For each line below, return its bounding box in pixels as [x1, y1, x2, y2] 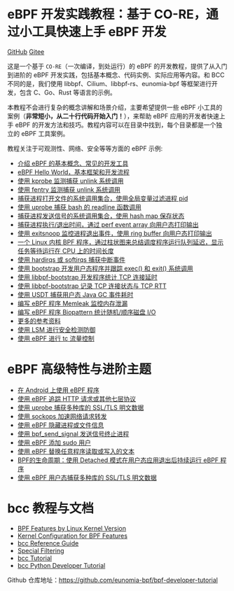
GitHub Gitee [7, 47, 45, 56]
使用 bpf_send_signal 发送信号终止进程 [17, 429, 130, 438]
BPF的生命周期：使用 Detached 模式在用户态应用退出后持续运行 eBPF [17, 456, 219, 464]
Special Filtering [17, 546, 64, 555]
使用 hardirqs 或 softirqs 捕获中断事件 [17, 255, 126, 263]
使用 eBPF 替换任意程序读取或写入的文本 [17, 447, 135, 455]
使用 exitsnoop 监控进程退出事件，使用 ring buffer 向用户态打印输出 [17, 229, 212, 237]
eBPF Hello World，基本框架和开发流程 [17, 167, 130, 176]
